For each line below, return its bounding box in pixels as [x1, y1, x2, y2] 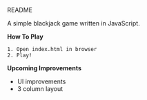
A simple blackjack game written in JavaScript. [7, 19, 140, 27]
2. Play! [7, 52, 32, 59]
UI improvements [17, 77, 66, 86]
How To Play [7, 32, 43, 41]
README [7, 6, 33, 14]
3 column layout [17, 85, 63, 92]
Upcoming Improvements [7, 64, 81, 72]
